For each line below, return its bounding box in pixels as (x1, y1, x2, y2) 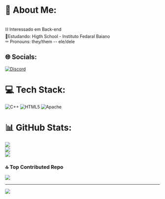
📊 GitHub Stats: (5, 122, 72, 133)
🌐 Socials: (5, 53, 37, 61)
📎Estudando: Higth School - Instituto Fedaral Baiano (5, 33, 110, 39)
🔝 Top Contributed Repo (5, 164, 64, 170)
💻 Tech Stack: (5, 84, 66, 95)
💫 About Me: (5, 4, 57, 16)
